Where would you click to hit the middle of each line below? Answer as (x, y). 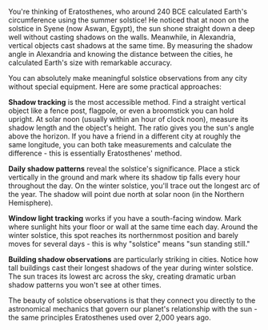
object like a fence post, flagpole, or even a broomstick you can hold (121, 111)
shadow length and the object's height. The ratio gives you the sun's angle (131, 128)
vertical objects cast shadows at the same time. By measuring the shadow (131, 46)
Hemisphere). (31, 203)
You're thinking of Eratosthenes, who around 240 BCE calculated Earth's (128, 12)
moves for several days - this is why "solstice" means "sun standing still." (129, 244)
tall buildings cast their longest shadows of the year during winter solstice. (131, 268)
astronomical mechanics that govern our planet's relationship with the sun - (133, 309)
